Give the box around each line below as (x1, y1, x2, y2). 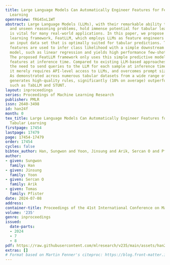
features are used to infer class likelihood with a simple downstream (10, 45, 164, 50)
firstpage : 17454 (5, 125, 42, 130)
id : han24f (5, 106, 28, 111)
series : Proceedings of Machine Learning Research (5, 92, 114, 97)
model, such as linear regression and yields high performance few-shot (10, 50, 166, 55)
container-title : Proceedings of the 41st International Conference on (5, 205, 159, 210)
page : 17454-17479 (5, 135, 44, 140)
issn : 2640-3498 (5, 102, 39, 107)
